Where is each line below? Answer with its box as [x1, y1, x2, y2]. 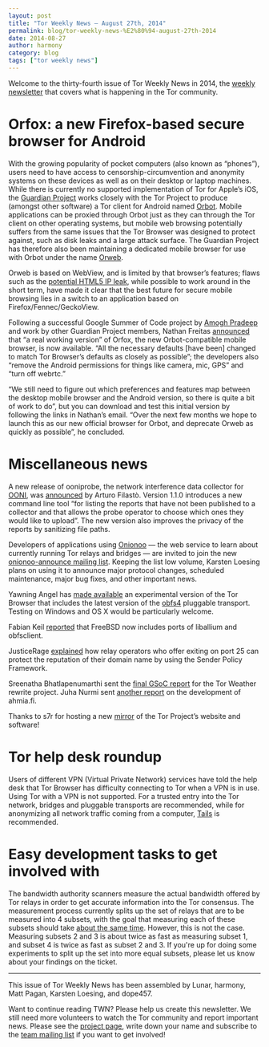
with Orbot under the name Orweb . [8, 252, 124, 262]
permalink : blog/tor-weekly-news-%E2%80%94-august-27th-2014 [8, 26, 217, 34]
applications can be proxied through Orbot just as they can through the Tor [8, 209, 255, 219]
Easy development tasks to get [8, 845, 218, 863]
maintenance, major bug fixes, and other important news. [8, 574, 198, 583]
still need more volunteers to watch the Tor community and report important [8, 1013, 259, 1022]
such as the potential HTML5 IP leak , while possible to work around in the [8, 276, 251, 286]
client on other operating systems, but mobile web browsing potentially [8, 218, 243, 228]
